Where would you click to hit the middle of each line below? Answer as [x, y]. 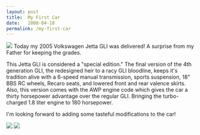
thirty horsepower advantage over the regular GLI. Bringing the [84, 96]
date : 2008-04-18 [31, 23]
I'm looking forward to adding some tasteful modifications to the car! [91, 114]
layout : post [23, 12]
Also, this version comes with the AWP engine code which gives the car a [97, 90]
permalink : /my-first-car [38, 28]
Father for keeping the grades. [44, 53]
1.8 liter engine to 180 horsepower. [70, 103]
